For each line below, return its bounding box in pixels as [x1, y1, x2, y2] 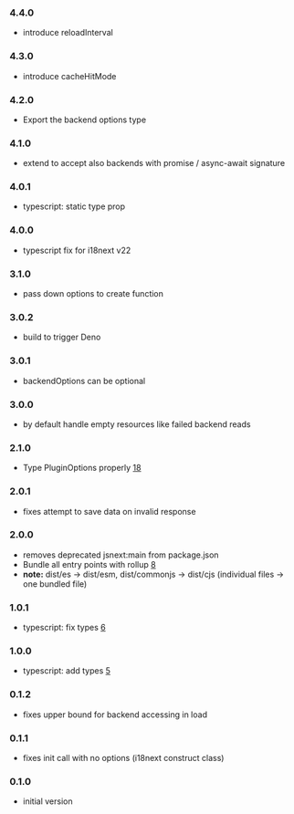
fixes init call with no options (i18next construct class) [22, 753, 225, 764]
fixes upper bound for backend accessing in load [22, 709, 208, 720]
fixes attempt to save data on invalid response [22, 506, 196, 517]
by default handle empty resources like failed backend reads [22, 418, 251, 430]
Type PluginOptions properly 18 [22, 463, 142, 474]
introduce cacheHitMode [22, 70, 117, 81]
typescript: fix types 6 [22, 622, 107, 633]
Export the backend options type [22, 114, 147, 125]
